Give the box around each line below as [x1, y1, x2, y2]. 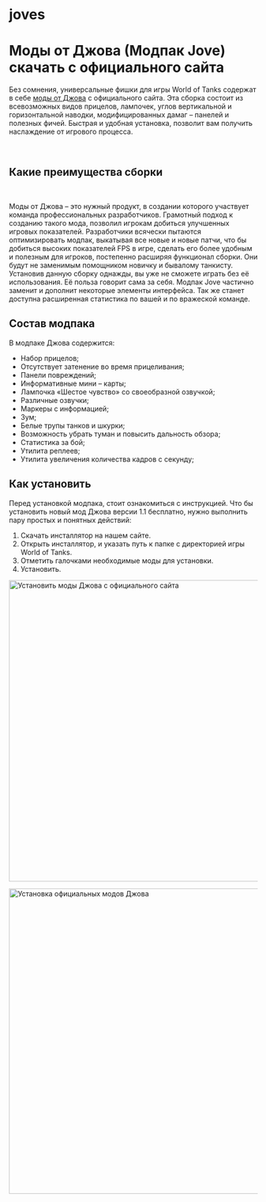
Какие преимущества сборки [9, 165, 163, 179]
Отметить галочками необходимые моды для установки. [20, 556, 214, 565]
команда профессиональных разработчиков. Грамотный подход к [9, 210, 234, 219]
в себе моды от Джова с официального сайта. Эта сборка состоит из [9, 93, 244, 103]
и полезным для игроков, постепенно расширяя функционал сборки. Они [9, 252, 258, 261]
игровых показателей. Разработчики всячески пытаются [9, 226, 202, 236]
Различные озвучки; [20, 395, 89, 405]
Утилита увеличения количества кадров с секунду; [20, 454, 194, 464]
